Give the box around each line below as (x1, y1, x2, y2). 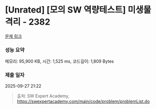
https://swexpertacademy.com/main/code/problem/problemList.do (16, 98, 150, 104)
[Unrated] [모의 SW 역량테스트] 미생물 (5, 4, 151, 15)
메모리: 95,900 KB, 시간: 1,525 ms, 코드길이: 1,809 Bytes (5, 58, 114, 64)
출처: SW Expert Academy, (16, 93, 70, 99)
